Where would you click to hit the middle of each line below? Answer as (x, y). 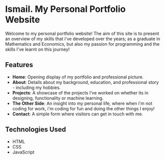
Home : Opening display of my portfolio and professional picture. (78, 77)
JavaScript (23, 152)
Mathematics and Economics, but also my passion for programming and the (82, 44)
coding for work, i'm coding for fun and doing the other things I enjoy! (83, 108)
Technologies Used (35, 129)
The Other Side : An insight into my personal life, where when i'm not (82, 103)
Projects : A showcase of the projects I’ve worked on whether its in (80, 92)
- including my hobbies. (36, 87)
